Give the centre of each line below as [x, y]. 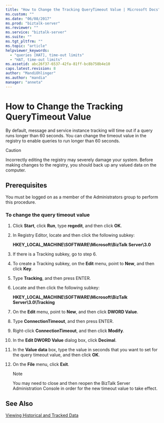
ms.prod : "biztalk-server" [33, 23]
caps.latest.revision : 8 [31, 69]
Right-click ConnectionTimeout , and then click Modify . [68, 331]
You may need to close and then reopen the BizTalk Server [71, 383]
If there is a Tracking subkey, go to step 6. [55, 254]
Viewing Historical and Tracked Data [42, 415]
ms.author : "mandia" [27, 78]
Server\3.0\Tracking [34, 302]
